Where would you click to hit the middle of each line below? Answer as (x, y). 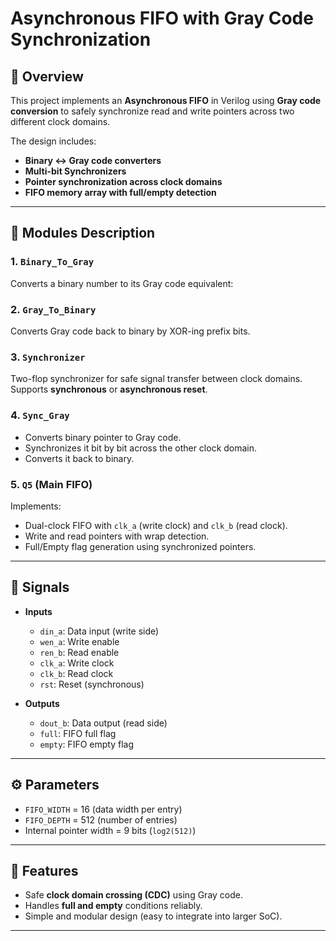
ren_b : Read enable (79, 652)
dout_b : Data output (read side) (103, 723)
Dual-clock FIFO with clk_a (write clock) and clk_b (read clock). (156, 525)
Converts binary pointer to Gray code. (103, 437)
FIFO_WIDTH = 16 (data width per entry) (103, 809)
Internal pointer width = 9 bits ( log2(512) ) (110, 830)
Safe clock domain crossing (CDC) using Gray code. (134, 895)
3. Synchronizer (48, 357)
